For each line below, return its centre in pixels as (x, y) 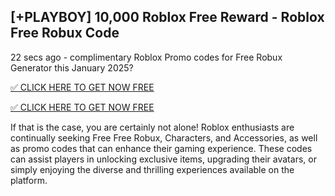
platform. (29, 180)
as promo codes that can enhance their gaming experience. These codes (161, 148)
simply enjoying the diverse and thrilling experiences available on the (152, 169)
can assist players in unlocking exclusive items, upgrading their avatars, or (163, 159)
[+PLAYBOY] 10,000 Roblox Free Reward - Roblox (167, 17)
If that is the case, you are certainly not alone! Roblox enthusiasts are (152, 127)
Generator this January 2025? (72, 67)
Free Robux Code (65, 33)
